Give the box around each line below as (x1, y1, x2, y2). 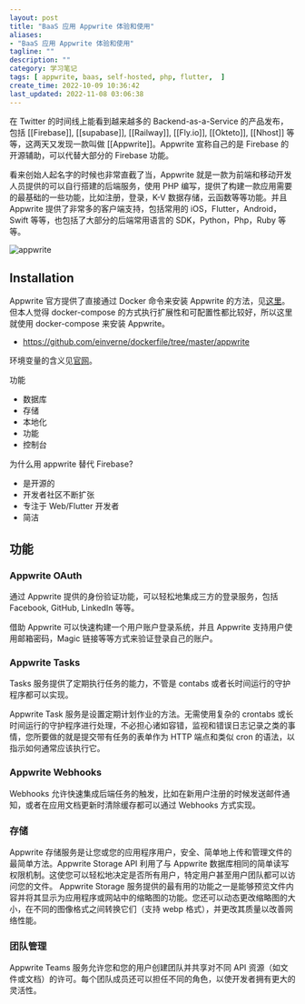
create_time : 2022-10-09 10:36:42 (9, 81, 141, 90)
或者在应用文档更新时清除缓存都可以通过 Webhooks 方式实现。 (25, 799, 261, 810)
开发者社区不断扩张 (22, 489, 95, 500)
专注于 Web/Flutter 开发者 (22, 501, 120, 512)
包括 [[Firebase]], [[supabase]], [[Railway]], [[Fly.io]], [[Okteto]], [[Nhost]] (9, 126, 285, 137)
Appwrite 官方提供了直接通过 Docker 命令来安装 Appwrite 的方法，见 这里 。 (9, 296, 290, 306)
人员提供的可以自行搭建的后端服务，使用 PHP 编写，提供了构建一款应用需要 (9, 180, 293, 191)
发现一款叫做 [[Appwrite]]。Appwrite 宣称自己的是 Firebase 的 (56, 138, 289, 149)
